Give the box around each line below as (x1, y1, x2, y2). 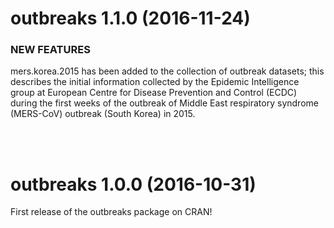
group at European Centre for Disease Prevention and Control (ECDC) (10, 87, 298, 99)
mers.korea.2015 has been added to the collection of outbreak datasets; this (10, 65, 325, 77)
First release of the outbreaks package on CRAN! (10, 206, 213, 218)
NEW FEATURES (10, 43, 91, 57)
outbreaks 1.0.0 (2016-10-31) (10, 173, 257, 196)
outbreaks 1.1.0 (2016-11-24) (10, 7, 251, 30)
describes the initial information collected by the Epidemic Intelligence (10, 76, 300, 88)
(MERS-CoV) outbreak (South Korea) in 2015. (10, 108, 196, 120)
